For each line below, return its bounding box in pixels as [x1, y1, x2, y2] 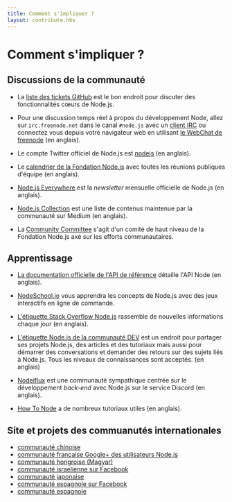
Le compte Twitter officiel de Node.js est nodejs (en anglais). [17, 149, 191, 157]
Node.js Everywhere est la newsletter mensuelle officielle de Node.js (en [17, 183, 224, 192]
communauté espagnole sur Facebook [17, 480, 127, 488]
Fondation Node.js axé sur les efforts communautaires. [17, 232, 175, 240]
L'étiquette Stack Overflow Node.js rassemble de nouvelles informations [17, 312, 224, 321]
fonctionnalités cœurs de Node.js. [17, 100, 114, 108]
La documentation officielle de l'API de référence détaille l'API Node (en [17, 271, 222, 279]
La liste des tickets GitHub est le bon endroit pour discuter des [17, 92, 196, 101]
